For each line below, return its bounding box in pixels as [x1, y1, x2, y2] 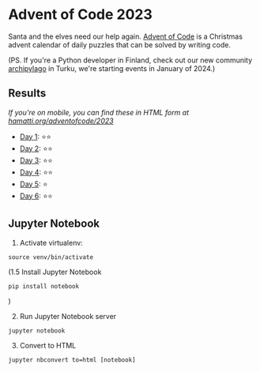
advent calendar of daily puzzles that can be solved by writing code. [8, 39, 232, 49]
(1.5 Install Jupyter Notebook [8, 267, 102, 276]
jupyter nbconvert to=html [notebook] [8, 355, 136, 364]
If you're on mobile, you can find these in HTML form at [8, 107, 190, 117]
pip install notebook [8, 282, 80, 290]
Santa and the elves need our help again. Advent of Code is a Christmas [8, 32, 243, 41]
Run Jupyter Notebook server [19, 311, 117, 321]
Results [8, 87, 47, 100]
